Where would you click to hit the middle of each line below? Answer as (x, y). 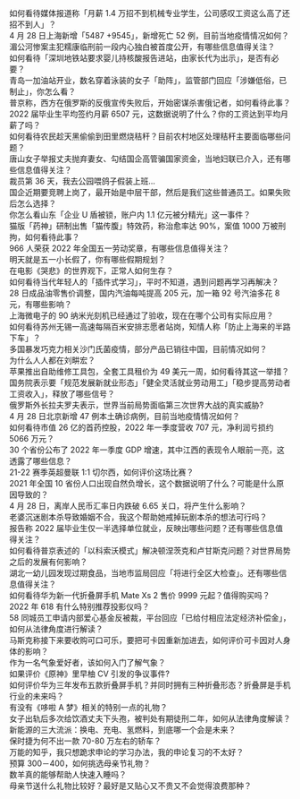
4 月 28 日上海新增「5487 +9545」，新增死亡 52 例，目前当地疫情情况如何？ (150, 35)
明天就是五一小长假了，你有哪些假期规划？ (87, 259)
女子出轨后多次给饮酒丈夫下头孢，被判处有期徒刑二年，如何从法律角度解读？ (150, 718)
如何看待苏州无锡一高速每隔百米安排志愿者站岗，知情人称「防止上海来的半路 (150, 326)
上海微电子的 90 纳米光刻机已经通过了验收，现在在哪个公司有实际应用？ (142, 315)
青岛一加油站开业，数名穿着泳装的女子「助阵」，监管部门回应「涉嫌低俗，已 (148, 80)
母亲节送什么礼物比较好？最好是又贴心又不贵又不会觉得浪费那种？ (130, 786)
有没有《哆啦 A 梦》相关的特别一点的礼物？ (88, 707)
